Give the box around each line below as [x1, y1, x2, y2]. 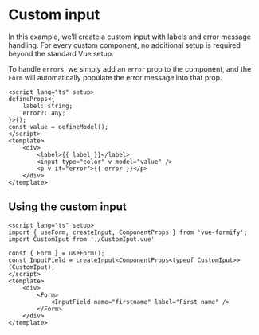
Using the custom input [8, 201, 127, 214]
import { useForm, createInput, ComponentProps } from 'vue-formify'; [8, 228, 248, 236]
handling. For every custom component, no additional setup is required [8, 40, 241, 49]
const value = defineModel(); [8, 123, 109, 130]
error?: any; [22, 109, 66, 117]
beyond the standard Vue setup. [8, 49, 114, 58]
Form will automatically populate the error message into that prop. [8, 72, 222, 82]
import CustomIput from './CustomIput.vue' [8, 235, 155, 243]
